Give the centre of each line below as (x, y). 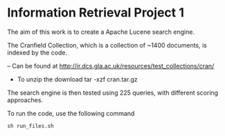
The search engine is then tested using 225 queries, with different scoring (113, 93)
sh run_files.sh (30, 126)
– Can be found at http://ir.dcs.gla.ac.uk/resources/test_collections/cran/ (111, 66)
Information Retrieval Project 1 (96, 13)
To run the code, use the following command (71, 113)
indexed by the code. (37, 52)
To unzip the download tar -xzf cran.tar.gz (77, 79)
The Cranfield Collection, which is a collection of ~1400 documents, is (107, 45)
